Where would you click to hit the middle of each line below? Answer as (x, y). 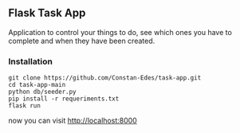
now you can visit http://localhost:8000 (73, 121)
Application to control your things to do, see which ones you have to (120, 32)
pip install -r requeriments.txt (64, 99)
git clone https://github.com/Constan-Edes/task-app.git (105, 78)
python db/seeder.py (43, 92)
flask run (25, 106)
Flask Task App (47, 13)
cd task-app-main (37, 85)
